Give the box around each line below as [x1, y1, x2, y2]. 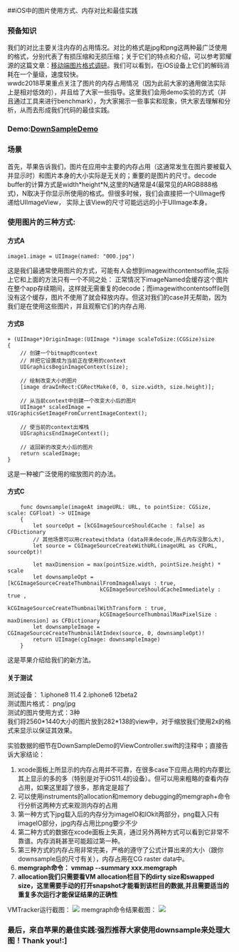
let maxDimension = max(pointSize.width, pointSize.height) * [33, 561, 221, 569]
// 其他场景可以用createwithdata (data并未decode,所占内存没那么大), [33, 536, 225, 544]
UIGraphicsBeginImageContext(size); [20, 363, 129, 370]
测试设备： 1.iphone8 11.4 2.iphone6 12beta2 [7, 691, 138, 699]
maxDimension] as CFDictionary [7, 617, 100, 624]
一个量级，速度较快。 [19, 70, 83, 79]
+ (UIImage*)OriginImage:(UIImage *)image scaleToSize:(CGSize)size [7, 335, 215, 343]
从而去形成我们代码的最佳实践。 [19, 106, 114, 114]
